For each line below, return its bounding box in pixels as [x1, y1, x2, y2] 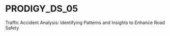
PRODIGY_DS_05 [5, 3, 78, 14]
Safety [5, 24, 19, 30]
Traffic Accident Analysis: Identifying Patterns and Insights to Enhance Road [5, 19, 165, 25]
